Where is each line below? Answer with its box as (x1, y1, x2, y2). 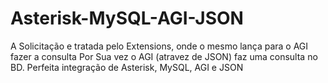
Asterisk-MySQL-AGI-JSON (10, 7, 244, 30)
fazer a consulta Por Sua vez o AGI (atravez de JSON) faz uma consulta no (10, 50, 318, 62)
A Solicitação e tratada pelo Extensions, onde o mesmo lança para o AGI (10, 40, 309, 52)
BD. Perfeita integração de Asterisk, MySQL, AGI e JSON (10, 61, 244, 73)
